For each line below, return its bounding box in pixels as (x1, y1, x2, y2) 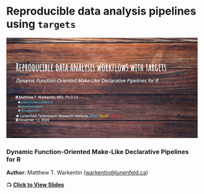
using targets (6, 17, 76, 31)
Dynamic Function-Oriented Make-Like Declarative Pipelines (6, 147, 189, 156)
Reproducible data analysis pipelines (6, 4, 196, 18)
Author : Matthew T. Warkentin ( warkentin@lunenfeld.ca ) (6, 169, 149, 176)
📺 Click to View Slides (6, 181, 64, 189)
